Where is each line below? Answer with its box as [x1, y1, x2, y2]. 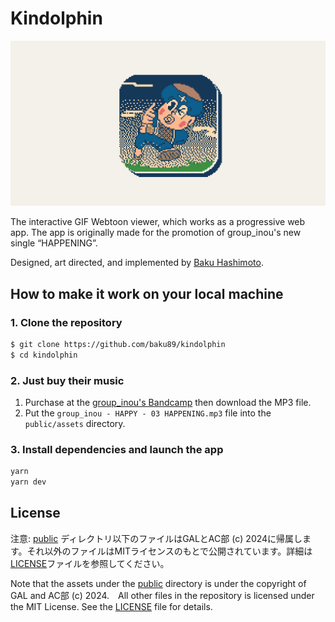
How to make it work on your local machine [10, 285, 284, 302]
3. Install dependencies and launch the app [10, 442, 224, 456]
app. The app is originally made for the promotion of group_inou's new [10, 227, 302, 239]
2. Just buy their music [10, 373, 125, 387]
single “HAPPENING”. [10, 237, 98, 249]
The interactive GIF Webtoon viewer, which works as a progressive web [10, 216, 306, 228]
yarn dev [10, 477, 47, 487]
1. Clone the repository [10, 315, 123, 329]
